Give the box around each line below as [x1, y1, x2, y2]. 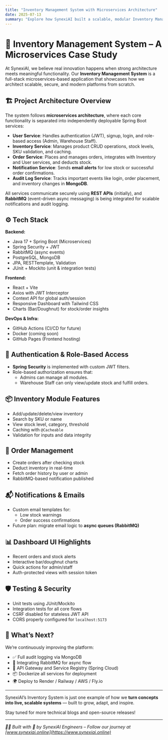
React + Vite [12, 284, 38, 291]
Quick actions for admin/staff [12, 564, 73, 570]
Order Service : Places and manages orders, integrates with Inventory [12, 154, 156, 160]
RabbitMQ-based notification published [12, 475, 94, 481]
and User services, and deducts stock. [12, 159, 92, 165]
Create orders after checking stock [12, 459, 85, 466]
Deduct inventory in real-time [12, 465, 73, 471]
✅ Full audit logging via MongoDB [12, 654, 82, 660]
